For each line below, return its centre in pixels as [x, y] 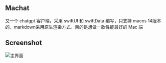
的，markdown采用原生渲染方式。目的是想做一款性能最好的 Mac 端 [74, 27]
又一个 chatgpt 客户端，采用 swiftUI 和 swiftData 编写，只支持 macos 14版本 [83, 21]
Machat [17, 8]
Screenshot [24, 43]
